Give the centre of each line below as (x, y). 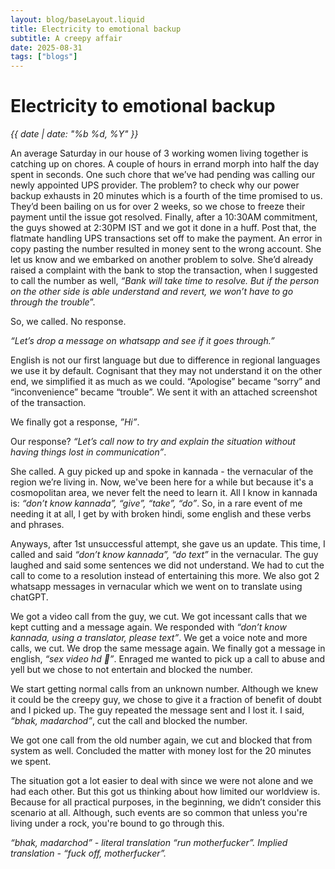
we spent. (31, 762)
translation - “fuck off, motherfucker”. (88, 853)
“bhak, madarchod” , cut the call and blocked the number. (129, 721)
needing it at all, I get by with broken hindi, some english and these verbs (161, 514)
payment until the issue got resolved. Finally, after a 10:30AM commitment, (164, 217)
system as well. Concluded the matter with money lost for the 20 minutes (161, 751)
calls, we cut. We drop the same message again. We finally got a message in (168, 648)
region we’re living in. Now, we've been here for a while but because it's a (162, 482)
